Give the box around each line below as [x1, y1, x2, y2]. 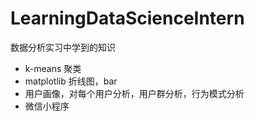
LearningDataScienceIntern [10, 7, 245, 30]
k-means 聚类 [24, 62, 82, 74]
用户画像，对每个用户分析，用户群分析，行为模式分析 [24, 87, 245, 99]
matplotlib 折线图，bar [24, 75, 118, 87]
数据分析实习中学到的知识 [10, 41, 116, 53]
